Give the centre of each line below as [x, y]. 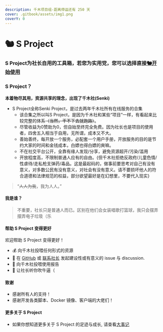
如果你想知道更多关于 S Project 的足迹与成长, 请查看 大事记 [71, 324]
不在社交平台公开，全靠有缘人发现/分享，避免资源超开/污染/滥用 [84, 151]
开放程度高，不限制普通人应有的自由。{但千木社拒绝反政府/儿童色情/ [88, 157]
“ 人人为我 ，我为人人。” [39, 186]
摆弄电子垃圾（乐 [34, 216]
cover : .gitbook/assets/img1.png [39, 14]
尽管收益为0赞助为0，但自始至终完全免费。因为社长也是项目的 [82, 127]
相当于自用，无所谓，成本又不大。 [79, 133]
